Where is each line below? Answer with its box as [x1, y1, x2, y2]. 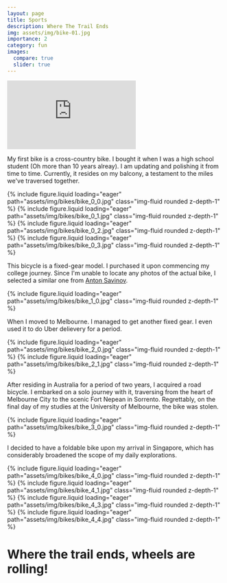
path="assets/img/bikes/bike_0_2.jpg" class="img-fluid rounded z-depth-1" [7, 226, 221, 234]
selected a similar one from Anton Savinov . [7, 276, 128, 284]
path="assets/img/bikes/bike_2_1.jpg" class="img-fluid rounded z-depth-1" [7, 360, 219, 368]
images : [7, 49, 29, 56]
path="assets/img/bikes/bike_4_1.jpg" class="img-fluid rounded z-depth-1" [7, 485, 219, 494]
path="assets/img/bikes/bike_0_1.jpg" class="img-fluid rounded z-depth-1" [7, 212, 219, 220]
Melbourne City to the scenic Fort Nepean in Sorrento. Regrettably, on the [7, 395, 216, 403]
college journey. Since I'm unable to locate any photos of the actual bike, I [7, 268, 216, 277]
